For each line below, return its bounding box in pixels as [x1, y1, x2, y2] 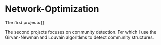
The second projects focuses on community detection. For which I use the [5, 29, 157, 35]
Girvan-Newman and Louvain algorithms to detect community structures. [5, 34, 154, 40]
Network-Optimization [5, 3, 99, 15]
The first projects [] [5, 20, 44, 25]
